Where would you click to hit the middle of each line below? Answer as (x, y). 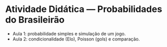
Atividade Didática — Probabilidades (84, 9)
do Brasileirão (35, 20)
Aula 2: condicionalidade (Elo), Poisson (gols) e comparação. (76, 39)
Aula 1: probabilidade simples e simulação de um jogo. (69, 33)
